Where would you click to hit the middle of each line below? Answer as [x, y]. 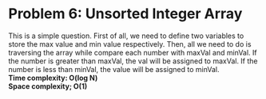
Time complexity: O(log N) [53, 78]
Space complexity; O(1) [48, 86]
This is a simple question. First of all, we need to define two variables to [126, 36]
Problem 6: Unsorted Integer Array [125, 14]
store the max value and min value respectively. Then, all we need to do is [130, 44]
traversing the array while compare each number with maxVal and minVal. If [133, 52]
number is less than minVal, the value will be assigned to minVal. [114, 69]
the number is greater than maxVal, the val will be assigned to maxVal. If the [133, 61]
